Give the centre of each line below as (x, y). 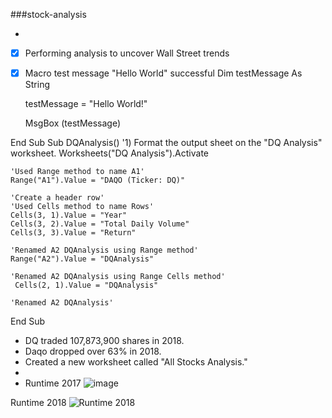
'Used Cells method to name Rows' (82, 207)
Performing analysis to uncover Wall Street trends (127, 53)
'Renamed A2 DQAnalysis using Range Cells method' (118, 277)
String (37, 85)
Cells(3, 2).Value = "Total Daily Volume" (100, 224)
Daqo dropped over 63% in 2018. (93, 351)
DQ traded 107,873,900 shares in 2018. (104, 341)
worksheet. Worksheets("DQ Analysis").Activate (110, 153)
